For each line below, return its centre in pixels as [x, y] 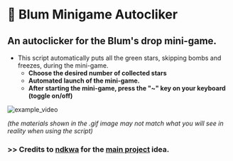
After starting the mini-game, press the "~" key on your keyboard [127, 88]
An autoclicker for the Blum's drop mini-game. [112, 41]
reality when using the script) [50, 131]
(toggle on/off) [50, 96]
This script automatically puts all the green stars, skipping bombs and [119, 58]
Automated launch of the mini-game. [84, 80]
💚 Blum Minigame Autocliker [93, 15]
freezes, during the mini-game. [63, 66]
